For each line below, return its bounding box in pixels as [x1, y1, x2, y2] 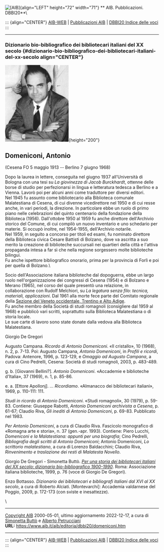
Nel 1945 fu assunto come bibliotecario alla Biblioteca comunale [5, 195, 134, 201]
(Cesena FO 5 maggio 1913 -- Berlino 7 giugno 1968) [5, 164, 111, 170]
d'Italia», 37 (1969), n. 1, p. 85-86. [5, 373, 73, 380]
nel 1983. [5, 414, 23, 420]
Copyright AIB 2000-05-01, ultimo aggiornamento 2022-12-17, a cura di [5, 513, 149, 519]
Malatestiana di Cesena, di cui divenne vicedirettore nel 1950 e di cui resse [5, 200, 155, 206]
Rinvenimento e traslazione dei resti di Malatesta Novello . [5, 449, 121, 455]
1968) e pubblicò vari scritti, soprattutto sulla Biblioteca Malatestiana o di [5, 309, 151, 315]
